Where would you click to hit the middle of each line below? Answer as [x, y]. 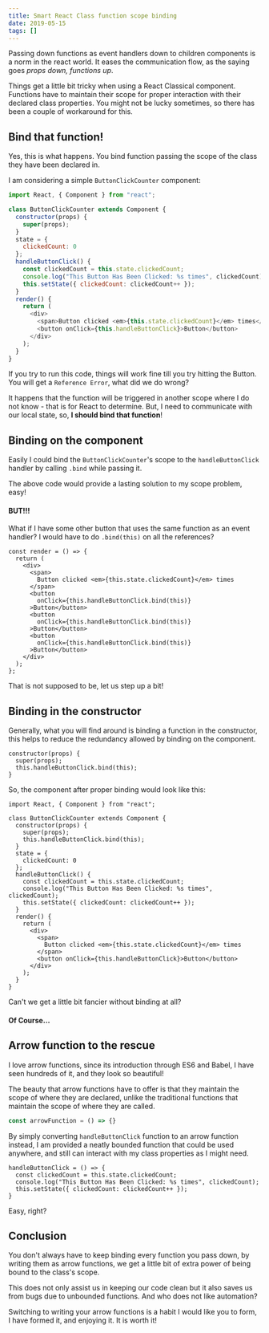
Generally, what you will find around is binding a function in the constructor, [133, 730]
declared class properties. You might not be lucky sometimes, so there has [131, 103]
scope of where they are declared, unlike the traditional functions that [123, 1097]
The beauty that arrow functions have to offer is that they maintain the [124, 1089]
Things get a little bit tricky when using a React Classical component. [122, 86]
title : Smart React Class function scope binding [93, 16]
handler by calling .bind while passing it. [75, 468]
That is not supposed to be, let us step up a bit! [86, 686]
